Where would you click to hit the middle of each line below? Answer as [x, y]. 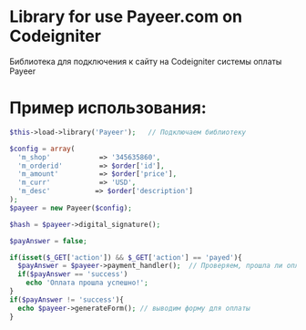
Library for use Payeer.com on [126, 17]
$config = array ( [42, 149]
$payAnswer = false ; [49, 241]
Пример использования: [108, 108]
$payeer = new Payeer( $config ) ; [71, 208]
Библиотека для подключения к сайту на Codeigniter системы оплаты [146, 61]
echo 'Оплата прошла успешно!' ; [87, 283]
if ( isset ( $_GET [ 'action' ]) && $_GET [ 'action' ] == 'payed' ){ [126, 257]
